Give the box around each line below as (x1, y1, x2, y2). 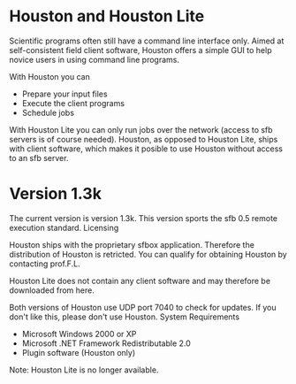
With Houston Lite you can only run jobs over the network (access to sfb (9, 124, 273, 134)
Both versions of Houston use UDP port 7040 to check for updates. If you (9, 302, 277, 312)
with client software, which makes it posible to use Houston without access (9, 143, 283, 154)
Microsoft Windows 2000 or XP (21, 328, 137, 339)
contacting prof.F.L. (9, 258, 81, 269)
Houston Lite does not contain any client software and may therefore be (9, 275, 271, 286)
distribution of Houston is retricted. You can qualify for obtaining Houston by (9, 249, 287, 259)
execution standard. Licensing (9, 222, 119, 233)
